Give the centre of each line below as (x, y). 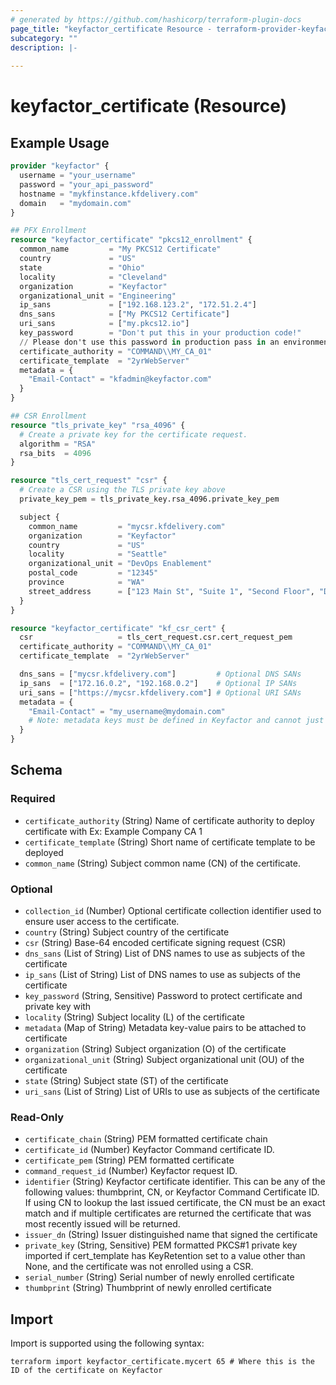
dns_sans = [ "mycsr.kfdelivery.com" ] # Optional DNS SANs (160, 674)
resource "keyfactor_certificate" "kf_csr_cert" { (118, 628)
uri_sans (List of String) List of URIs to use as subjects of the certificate (172, 1091)
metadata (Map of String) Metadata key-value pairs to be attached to (165, 1027)
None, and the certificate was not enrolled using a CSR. (139, 1267)
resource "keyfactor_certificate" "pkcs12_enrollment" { (131, 240)
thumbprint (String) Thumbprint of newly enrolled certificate (148, 1288)
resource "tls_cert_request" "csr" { (89, 481)
